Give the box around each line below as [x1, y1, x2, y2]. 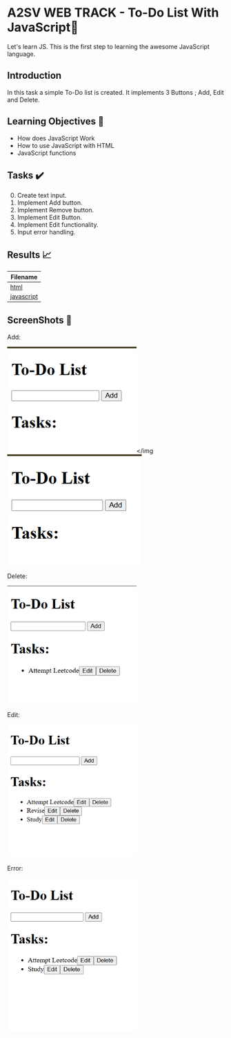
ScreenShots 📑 [7, 315, 72, 326]
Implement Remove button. [17, 206, 94, 214]
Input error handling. [17, 228, 76, 237]
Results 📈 [7, 249, 52, 261]
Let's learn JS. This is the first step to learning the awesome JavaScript [7, 42, 210, 50]
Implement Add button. [17, 198, 83, 207]
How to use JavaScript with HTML [17, 141, 115, 149]
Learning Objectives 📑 [7, 115, 105, 127]
